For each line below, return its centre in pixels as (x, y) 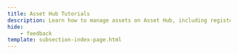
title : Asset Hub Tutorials (49, 14)
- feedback (36, 33)
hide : (15, 27)
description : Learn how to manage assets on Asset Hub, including (107, 20)
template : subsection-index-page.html (64, 40)
